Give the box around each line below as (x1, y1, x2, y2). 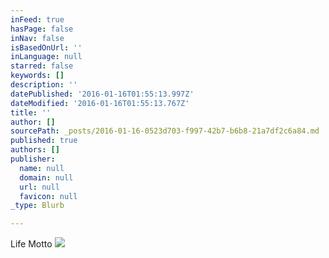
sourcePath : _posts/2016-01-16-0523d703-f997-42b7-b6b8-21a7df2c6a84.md (10, 126, 320, 136)
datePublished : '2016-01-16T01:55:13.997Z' (10, 89, 195, 99)
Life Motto (10, 238, 53, 250)
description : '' (10, 80, 78, 90)
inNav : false (10, 33, 65, 43)
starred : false (10, 61, 74, 71)
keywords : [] (10, 71, 65, 81)
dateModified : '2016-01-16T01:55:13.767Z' (10, 98, 190, 108)
